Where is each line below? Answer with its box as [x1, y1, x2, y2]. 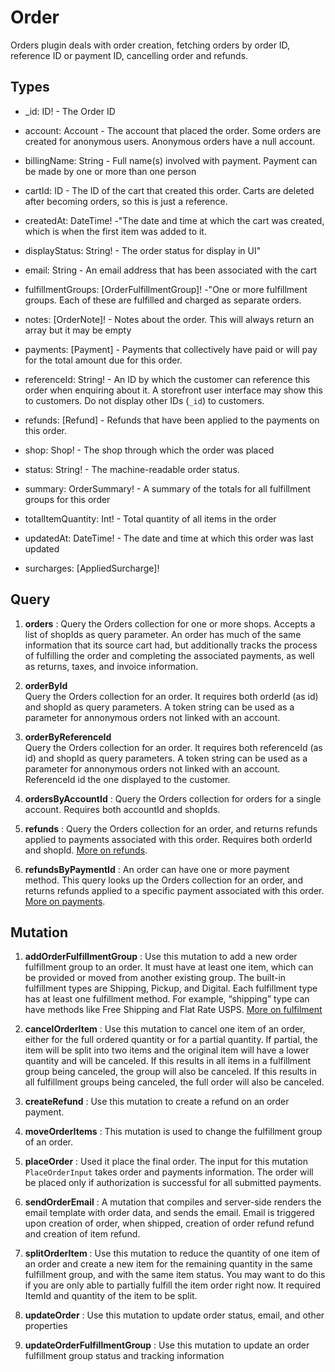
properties [24, 1320, 68, 1332]
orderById [24, 679, 68, 691]
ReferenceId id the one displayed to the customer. [24, 773, 231, 785]
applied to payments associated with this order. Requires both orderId [24, 833, 313, 845]
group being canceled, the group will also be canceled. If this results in [24, 1066, 317, 1078]
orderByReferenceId [24, 731, 112, 743]
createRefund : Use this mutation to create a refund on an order [24, 1096, 290, 1108]
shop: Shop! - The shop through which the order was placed [24, 444, 275, 456]
